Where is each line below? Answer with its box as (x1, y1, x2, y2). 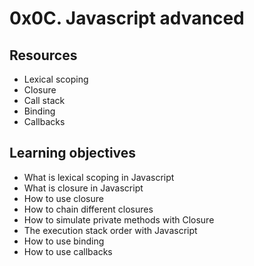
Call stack (23, 95, 66, 106)
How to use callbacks (23, 245, 113, 257)
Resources (9, 47, 78, 64)
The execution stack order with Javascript (23, 224, 198, 236)
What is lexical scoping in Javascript (23, 171, 175, 183)
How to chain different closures (23, 203, 154, 215)
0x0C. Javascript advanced (9, 7, 245, 30)
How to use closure (23, 192, 104, 204)
